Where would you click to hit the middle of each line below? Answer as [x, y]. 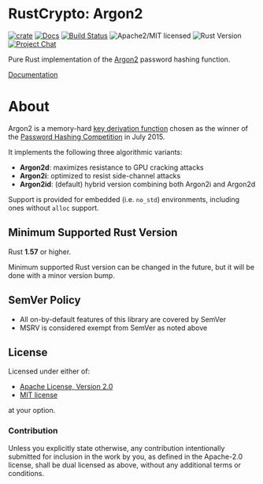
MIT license [38, 395]
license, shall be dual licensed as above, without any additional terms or [125, 465]
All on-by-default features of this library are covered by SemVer [123, 319]
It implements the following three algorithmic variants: [95, 152]
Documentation [33, 74]
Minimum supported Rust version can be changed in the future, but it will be [131, 267]
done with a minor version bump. [62, 275]
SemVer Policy [44, 300]
